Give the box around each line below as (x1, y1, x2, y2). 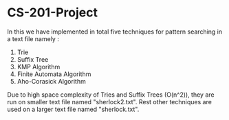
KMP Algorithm (17, 62, 61, 71)
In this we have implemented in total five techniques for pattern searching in (7, 27, 223, 36)
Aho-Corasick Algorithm (17, 77, 86, 85)
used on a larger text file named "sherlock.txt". (7, 105, 140, 113)
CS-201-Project (7, 5, 98, 21)
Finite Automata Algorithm (17, 70, 91, 78)
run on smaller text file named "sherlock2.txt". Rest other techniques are (7, 97, 212, 106)
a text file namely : (7, 34, 60, 43)
